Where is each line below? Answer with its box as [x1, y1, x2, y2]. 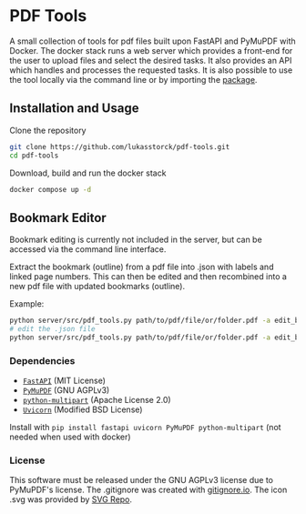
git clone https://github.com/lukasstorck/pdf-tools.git [9, 142, 230, 151]
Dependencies [9, 354, 76, 367]
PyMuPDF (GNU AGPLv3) [22, 385, 110, 396]
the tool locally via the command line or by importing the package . [9, 74, 258, 85]
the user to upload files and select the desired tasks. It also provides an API [9, 55, 292, 66]
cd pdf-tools [9, 151, 59, 160]
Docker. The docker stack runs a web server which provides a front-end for [9, 45, 293, 55]
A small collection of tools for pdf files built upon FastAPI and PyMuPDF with [9, 35, 296, 46]
